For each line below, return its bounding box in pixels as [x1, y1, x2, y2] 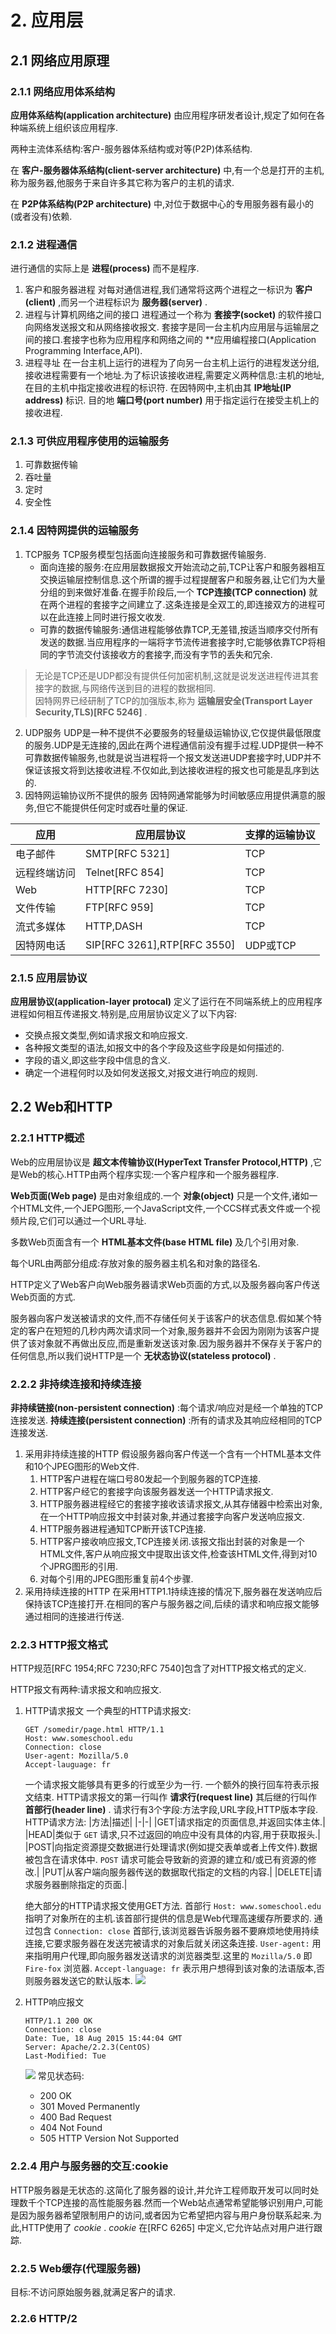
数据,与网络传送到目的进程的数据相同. [61, 682, 216, 694]
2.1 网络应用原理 [10, 52, 110, 69]
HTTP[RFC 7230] [85, 882, 169, 896]
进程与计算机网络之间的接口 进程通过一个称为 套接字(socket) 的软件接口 [24, 309, 323, 321]
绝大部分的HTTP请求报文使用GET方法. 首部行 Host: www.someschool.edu [24, 1900, 322, 1912]
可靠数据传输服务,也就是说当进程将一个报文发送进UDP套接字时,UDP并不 [24, 751, 322, 763]
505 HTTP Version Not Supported [39, 2132, 180, 2145]
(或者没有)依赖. [10, 210, 73, 222]
